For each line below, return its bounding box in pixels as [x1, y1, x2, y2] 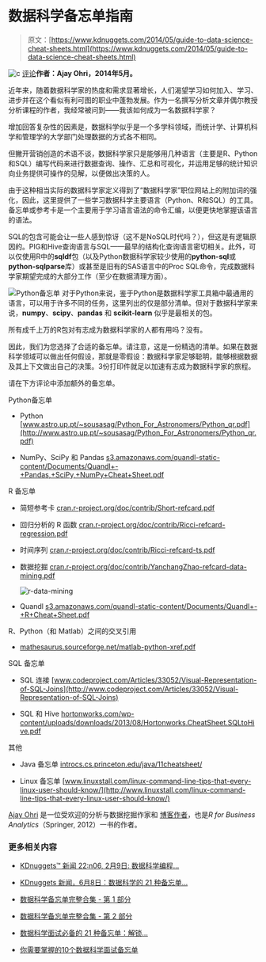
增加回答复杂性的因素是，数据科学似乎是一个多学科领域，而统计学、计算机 [8, 122, 251, 131]
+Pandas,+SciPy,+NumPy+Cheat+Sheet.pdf [19, 470, 165, 479]
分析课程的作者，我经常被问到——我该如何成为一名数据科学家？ [8, 105, 216, 115]
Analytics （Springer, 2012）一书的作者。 [8, 819, 142, 829]
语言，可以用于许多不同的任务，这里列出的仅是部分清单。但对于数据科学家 [8, 298, 251, 307]
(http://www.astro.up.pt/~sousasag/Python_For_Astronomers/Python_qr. [19, 428, 257, 437]
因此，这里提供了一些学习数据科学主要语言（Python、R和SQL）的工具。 [21, 195, 258, 204]
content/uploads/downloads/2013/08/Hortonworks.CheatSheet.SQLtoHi [19, 717, 255, 727]
